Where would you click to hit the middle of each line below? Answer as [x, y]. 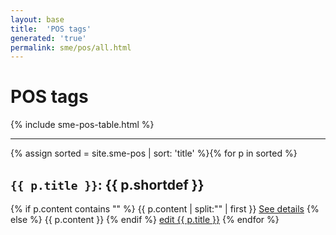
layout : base [37, 19]
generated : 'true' [48, 38]
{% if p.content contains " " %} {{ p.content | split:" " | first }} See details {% [165, 209]
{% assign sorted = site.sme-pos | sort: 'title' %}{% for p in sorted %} [154, 153]
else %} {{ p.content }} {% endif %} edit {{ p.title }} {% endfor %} [145, 219]
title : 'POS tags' [51, 29]
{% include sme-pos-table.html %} [82, 125]
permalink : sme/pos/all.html [71, 47]
